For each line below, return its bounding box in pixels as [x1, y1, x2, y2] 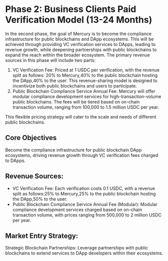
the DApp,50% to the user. [12, 196, 68, 202]
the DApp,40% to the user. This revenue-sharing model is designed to [12, 77, 158, 83]
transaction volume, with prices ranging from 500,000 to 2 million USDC [12, 211, 162, 218]
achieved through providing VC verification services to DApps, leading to [5, 41, 156, 47]
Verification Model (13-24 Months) [5, 14, 152, 25]
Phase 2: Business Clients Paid [5, 3, 136, 15]
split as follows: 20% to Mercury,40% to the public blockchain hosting [12, 72, 158, 78]
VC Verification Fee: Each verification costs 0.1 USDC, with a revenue [12, 185, 155, 191]
